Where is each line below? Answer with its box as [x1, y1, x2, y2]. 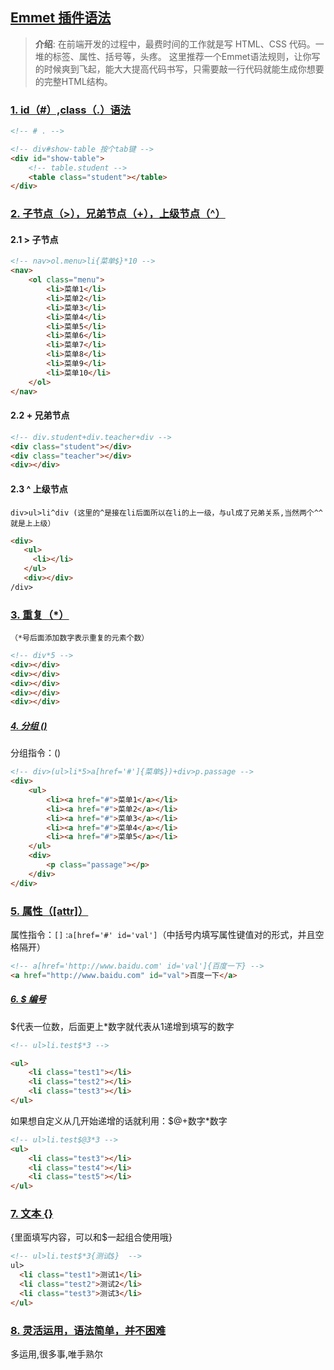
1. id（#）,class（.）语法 [10, 103, 132, 117]
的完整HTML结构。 [34, 75, 113, 87]
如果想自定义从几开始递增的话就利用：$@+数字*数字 [10, 1114, 228, 1127]
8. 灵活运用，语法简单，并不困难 [10, 1323, 167, 1337]
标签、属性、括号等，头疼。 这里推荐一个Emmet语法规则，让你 [52, 50, 312, 62]
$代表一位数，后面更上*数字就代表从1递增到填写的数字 [10, 1020, 235, 1032]
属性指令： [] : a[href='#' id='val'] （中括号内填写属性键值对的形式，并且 [10, 928, 316, 940]
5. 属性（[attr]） [10, 904, 89, 918]
